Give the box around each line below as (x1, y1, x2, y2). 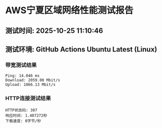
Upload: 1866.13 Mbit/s (5, 82, 56, 88)
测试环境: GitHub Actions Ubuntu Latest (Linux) (5, 45, 157, 54)
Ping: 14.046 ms (5, 73, 40, 78)
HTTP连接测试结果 (5, 95, 51, 102)
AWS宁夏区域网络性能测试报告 (5, 5, 134, 16)
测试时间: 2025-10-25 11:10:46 (5, 26, 103, 35)
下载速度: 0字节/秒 (5, 118, 41, 123)
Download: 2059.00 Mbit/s (5, 78, 60, 83)
